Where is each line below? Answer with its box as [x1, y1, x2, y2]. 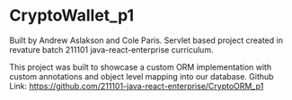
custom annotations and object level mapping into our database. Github [9, 71, 274, 81]
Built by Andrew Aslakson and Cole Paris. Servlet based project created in [9, 35, 283, 46]
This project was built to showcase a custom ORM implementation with [9, 62, 272, 72]
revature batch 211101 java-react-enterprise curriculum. [9, 44, 214, 54]
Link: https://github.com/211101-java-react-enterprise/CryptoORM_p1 [9, 80, 264, 91]
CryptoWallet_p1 [9, 5, 135, 26]
